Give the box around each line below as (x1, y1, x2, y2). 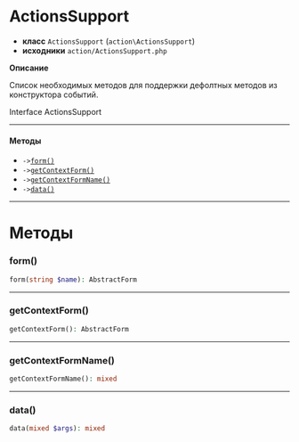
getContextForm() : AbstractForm (9, 324, 129, 333)
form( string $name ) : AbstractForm (9, 274, 138, 284)
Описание (9, 62, 49, 73)
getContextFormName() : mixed (9, 374, 117, 383)
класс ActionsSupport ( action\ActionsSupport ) (21, 36, 196, 46)
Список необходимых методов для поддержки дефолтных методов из (9, 79, 278, 90)
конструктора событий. (9, 89, 99, 100)
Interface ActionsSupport (9, 106, 102, 117)
